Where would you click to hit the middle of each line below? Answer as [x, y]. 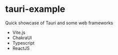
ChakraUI [22, 38]
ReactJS [21, 48]
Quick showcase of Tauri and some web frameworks [59, 23]
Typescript [23, 43]
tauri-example [35, 9]
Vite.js [19, 32]
